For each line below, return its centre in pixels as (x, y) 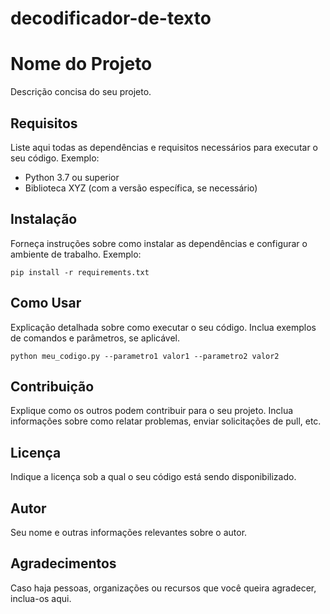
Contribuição (52, 386)
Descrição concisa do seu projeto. (81, 92)
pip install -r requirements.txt (80, 272)
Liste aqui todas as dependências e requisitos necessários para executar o (164, 147)
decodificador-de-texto (111, 18)
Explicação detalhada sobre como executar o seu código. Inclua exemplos (163, 327)
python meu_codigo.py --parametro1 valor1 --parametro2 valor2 (145, 356)
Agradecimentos (63, 563)
